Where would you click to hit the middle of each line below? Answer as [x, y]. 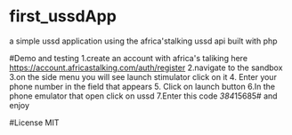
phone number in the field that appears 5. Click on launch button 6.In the [142, 86]
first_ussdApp [63, 16]
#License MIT [34, 123]
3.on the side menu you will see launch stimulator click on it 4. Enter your [143, 76]
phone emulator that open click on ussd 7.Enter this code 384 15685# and [143, 96]
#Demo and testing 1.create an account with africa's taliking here [128, 58]
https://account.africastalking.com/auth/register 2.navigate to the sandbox [146, 67]
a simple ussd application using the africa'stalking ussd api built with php [143, 41]
